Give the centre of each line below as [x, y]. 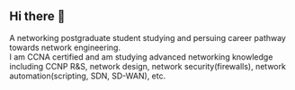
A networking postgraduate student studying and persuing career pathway [147, 37]
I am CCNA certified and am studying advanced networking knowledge [141, 57]
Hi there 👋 [37, 16]
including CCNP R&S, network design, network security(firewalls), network [147, 66]
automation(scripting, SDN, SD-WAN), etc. [88, 76]
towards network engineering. [65, 47]
